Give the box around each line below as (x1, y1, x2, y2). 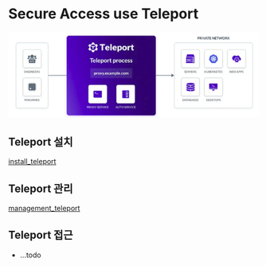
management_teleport (8, 203, 80, 213)
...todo (19, 250, 41, 260)
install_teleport (8, 157, 57, 166)
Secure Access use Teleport (8, 5, 199, 23)
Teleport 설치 (8, 135, 73, 148)
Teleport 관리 (8, 182, 73, 195)
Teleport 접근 (8, 229, 73, 242)
